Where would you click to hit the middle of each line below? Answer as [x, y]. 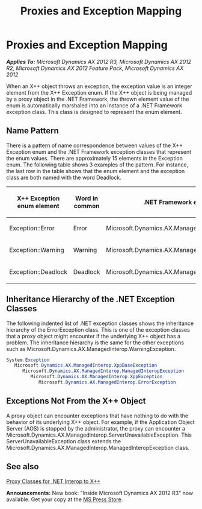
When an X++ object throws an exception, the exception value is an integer [99, 86]
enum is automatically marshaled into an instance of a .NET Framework [94, 105]
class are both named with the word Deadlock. [64, 177]
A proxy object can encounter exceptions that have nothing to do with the [97, 416]
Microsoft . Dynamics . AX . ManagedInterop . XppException [96, 377]
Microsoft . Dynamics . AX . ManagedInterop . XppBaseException [86, 365]
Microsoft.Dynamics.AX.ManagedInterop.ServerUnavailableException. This [99, 435]
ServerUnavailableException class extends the [64, 441]
